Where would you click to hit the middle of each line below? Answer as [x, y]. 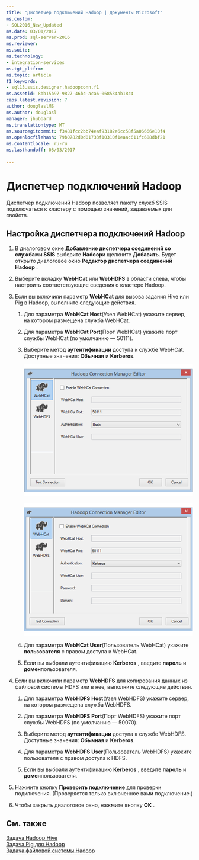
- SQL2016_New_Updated [34, 25]
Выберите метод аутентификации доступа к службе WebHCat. [104, 349]
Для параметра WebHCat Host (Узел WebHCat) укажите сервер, [105, 314]
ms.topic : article [29, 75]
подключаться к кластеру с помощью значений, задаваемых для [89, 209]
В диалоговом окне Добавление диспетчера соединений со [93, 248]
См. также [27, 824]
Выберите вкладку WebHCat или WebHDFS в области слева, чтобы [100, 278]
